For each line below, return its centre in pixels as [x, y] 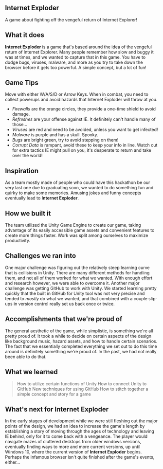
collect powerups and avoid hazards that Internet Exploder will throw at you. [81, 100]
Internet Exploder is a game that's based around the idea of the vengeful [79, 47]
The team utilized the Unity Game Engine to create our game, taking [73, 225]
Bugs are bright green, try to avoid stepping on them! [65, 140]
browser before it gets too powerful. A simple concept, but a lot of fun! [76, 67]
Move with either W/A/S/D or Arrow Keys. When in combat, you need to [77, 94]
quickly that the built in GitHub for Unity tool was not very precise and [75, 293]
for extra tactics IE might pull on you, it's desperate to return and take [82, 150]
